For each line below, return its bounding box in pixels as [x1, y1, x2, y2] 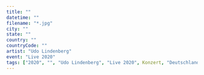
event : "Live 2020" [6, 54, 56, 60]
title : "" [6, 8, 32, 15]
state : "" [6, 31, 32, 37]
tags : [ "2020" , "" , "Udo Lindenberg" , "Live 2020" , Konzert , [6, 59, 165, 65]
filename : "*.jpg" [6, 20, 53, 26]
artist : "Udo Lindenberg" [6, 48, 72, 54]
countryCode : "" [6, 43, 47, 49]
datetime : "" [6, 15, 39, 21]
